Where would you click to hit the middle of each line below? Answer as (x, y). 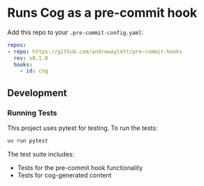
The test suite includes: (41, 154)
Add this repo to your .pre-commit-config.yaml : (75, 32)
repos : (17, 45)
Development (37, 93)
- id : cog (34, 71)
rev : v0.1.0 (31, 58)
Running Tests (32, 113)
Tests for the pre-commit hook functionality (80, 167)
